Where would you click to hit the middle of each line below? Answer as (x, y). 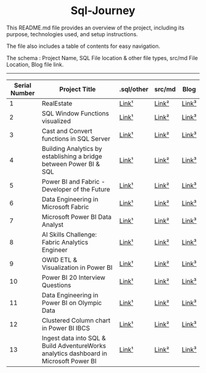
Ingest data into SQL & (74, 338)
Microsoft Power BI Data (77, 217)
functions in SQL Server (76, 139)
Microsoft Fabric (66, 207)
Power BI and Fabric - (74, 182)
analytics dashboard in (74, 353)
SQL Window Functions (75, 113)
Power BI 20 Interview (74, 277)
